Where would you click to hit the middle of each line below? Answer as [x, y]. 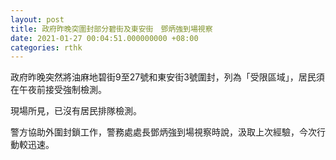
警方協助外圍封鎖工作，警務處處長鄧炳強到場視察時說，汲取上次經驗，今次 [163, 132]
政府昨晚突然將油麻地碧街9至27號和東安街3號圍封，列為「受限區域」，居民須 [167, 77]
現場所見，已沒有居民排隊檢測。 [76, 111]
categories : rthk [46, 47]
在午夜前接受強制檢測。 [58, 90]
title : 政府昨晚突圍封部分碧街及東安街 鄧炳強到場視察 [111, 29]
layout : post [37, 19]
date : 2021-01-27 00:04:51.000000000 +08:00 [104, 38]
